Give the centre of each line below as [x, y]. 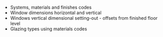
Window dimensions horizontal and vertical [56, 13]
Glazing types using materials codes [48, 29]
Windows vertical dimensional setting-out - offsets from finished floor [84, 18]
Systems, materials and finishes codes [51, 7]
